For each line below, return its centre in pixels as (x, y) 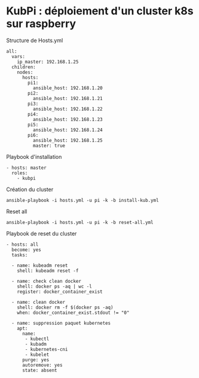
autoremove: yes (42, 365)
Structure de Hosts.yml (35, 40)
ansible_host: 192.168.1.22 (68, 109)
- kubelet (37, 355)
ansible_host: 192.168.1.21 (68, 98)
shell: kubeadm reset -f (48, 271)
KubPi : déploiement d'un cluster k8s (100, 11)
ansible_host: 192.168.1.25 (68, 140)
